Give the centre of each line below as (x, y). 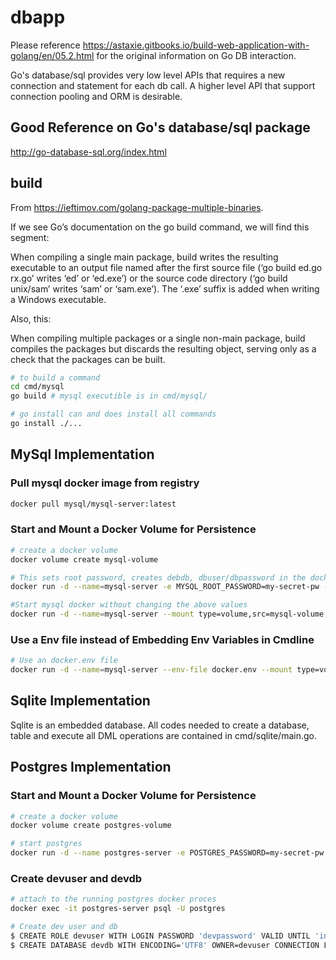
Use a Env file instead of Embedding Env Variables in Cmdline (162, 639)
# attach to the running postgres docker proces (113, 899)
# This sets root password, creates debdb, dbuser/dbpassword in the (158, 577)
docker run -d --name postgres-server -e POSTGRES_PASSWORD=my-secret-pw (167, 853)
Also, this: (31, 318)
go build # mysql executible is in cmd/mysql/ (109, 396)
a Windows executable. (58, 299)
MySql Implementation (82, 454)
